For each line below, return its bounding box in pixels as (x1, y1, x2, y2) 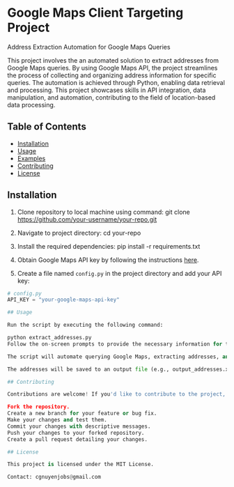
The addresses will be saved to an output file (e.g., (7, 366, 170, 373)
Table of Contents (7, 121, 87, 133)
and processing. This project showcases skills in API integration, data (7, 86, 206, 94)
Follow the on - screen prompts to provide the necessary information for (7, 340, 223, 348)
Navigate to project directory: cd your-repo (17, 229, 141, 237)
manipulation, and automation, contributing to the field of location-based (7, 93, 216, 102)
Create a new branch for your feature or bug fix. (7, 410, 157, 417)
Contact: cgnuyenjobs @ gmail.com (7, 474, 101, 481)
